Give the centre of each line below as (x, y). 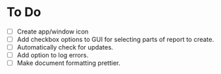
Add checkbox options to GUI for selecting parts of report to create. (115, 39)
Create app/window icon (53, 31)
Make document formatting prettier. (68, 63)
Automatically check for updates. (65, 47)
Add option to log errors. (53, 55)
